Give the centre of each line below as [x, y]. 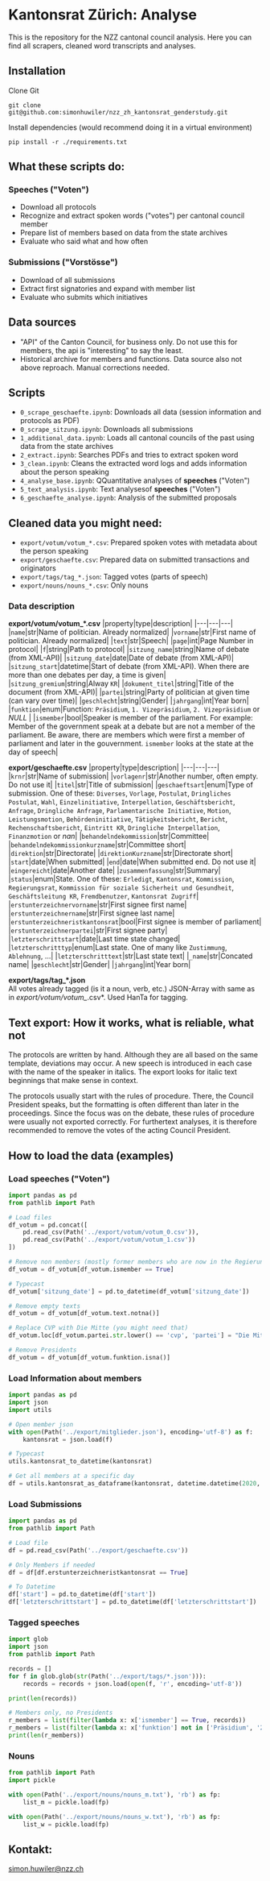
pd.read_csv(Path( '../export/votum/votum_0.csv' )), [111, 1232]
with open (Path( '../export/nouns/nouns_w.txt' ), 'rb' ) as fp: [115, 1817]
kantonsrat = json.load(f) [68, 1439]
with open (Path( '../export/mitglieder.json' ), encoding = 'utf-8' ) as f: [131, 1432]
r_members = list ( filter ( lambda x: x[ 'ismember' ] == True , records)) [127, 1721]
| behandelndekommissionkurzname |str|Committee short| [97, 845]
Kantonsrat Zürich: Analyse [102, 15]
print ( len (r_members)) [46, 1736]
